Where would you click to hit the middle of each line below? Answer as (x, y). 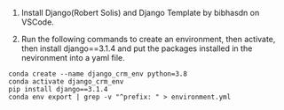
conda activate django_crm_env (66, 82)
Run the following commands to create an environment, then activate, (148, 39)
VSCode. (37, 22)
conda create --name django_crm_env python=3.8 (98, 74)
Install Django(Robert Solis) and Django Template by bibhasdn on (140, 13)
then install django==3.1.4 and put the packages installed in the (137, 48)
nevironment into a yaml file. (73, 58)
